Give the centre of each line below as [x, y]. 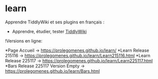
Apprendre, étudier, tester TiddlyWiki [49, 31]
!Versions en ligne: [24, 41]
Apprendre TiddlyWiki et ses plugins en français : [55, 22]
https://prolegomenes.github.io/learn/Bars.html [53, 71]
